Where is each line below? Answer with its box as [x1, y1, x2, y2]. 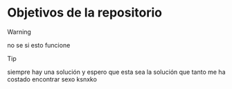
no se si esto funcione [7, 41, 71, 49]
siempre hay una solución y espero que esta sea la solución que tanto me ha [7, 68, 226, 76]
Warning [7, 28, 31, 36]
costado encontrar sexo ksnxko [7, 75, 97, 83]
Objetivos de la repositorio [7, 5, 163, 21]
